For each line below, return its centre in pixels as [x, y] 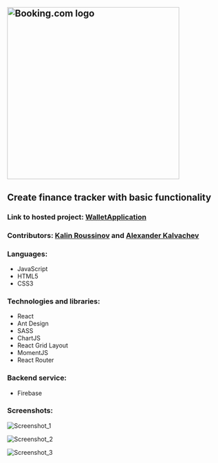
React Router [35, 360]
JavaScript [32, 268]
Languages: [28, 254]
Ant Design [33, 323]
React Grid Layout [43, 345]
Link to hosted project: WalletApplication [77, 217]
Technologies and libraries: [54, 301]
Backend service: [37, 378]
